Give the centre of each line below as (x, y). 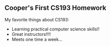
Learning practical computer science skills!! (55, 29)
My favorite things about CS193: (37, 19)
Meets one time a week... (37, 39)
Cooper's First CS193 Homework (55, 8)
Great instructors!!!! (31, 34)
